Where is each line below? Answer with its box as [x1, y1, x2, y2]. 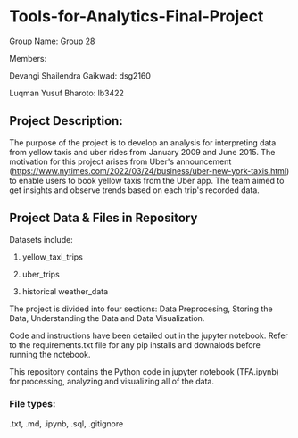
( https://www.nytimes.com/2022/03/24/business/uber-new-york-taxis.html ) [9, 165, 290, 176]
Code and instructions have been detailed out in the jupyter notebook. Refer [9, 330, 288, 341]
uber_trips [21, 269, 60, 279]
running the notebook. [9, 349, 91, 359]
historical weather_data [21, 285, 109, 296]
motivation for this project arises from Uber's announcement [9, 156, 232, 167]
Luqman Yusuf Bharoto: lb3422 [9, 87, 125, 98]
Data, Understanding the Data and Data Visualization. [9, 312, 205, 323]
